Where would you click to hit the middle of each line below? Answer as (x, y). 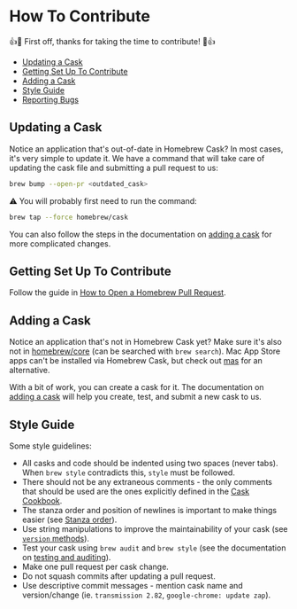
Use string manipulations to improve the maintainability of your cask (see (155, 528)
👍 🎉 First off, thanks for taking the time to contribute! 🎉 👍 (112, 41)
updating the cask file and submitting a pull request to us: (114, 168)
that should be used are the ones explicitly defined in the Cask (136, 491)
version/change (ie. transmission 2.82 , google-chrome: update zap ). (146, 595)
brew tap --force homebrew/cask (69, 217)
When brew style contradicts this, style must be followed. (129, 472)
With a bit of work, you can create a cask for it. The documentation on (137, 387)
